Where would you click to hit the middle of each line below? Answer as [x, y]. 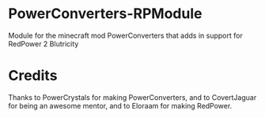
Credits [33, 76]
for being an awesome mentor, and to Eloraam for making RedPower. [120, 105]
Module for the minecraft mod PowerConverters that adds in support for [125, 35]
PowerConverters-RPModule [105, 14]
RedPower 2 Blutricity [44, 43]
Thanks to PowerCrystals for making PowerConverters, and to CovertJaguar [132, 97]
